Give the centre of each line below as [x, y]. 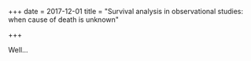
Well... [18, 50]
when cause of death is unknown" [64, 20]
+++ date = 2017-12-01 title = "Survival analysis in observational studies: [126, 11]
